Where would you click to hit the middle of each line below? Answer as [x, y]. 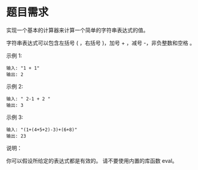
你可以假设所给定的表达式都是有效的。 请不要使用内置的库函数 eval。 [92, 160]
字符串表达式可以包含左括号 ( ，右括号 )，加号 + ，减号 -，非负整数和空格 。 [101, 43]
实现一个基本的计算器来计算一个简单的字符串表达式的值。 [77, 30]
